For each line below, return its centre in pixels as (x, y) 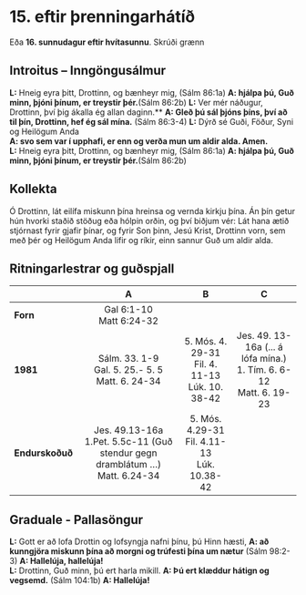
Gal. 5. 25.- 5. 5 (129, 370)
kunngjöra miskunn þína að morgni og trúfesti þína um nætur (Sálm (138, 551)
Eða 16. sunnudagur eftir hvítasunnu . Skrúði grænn (107, 42)
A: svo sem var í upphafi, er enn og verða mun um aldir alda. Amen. (139, 141)
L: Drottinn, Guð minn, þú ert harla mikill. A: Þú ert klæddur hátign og (140, 570)
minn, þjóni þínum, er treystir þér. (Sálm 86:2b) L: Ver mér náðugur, (137, 102)
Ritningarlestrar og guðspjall (92, 268)
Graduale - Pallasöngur (76, 520)
